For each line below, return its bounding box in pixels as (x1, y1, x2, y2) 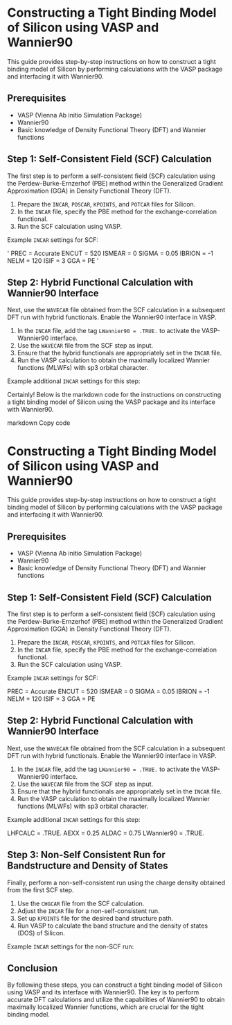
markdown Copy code (7, 419, 71, 427)
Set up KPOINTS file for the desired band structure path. (17, 914, 174, 922)
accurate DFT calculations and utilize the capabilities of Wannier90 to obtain (7, 996, 225, 1004)
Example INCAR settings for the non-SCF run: (7, 942, 134, 951)
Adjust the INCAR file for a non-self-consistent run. (17, 906, 161, 915)
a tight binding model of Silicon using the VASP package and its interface (7, 398, 216, 406)
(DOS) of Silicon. (17, 928, 66, 937)
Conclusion (7, 962, 58, 974)
